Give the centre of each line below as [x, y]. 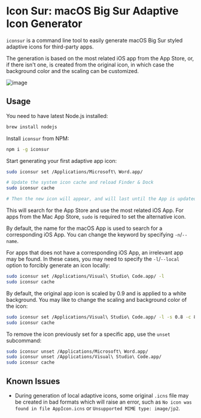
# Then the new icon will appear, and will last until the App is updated [101, 199]
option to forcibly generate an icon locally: [58, 265]
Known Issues [33, 381]
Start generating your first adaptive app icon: [62, 160]
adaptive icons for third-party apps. [50, 47]
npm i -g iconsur [28, 149]
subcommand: [24, 340]
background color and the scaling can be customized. [73, 71]
